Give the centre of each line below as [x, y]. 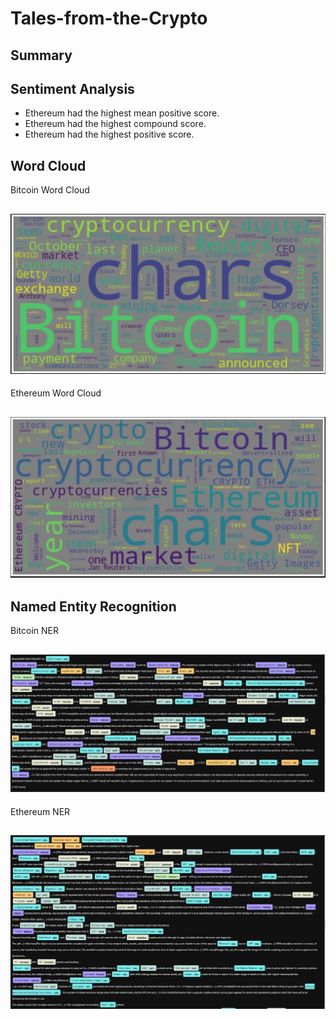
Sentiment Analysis [72, 88]
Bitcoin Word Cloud [50, 190]
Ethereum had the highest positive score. [109, 134]
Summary [41, 55]
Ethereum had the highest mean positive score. [122, 113]
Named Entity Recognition [93, 606]
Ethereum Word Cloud [56, 393]
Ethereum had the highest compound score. [115, 124]
